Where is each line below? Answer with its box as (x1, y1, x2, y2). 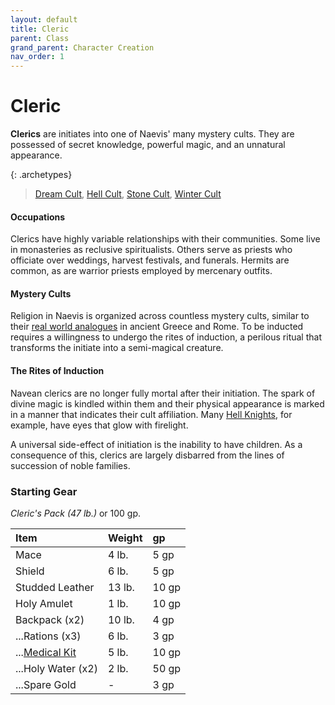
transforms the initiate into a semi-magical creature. (10, 342, 224, 354)
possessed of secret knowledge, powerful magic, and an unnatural (10, 139, 286, 151)
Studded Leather (15, 580, 95, 594)
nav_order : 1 (10, 52, 65, 62)
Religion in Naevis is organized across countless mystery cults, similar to (10, 310, 310, 322)
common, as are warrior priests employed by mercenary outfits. (10, 265, 273, 277)
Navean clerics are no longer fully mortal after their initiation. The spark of (10, 387, 316, 399)
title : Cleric (10, 24, 70, 34)
